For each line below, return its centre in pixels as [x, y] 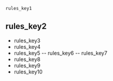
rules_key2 [26, 26]
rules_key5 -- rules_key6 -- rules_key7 [61, 53]
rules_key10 [28, 72]
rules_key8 [27, 59]
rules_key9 [27, 65]
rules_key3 [27, 41]
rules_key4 [27, 46]
